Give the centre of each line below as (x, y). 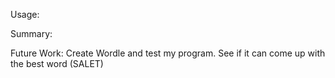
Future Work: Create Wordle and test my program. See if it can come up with (168, 53)
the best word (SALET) (57, 63)
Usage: (25, 14)
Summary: (31, 33)
